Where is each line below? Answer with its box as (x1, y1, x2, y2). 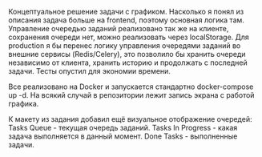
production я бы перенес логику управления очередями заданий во (8, 41, 241, 50)
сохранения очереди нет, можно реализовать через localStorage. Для (8, 32, 250, 42)
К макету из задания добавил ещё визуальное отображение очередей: (8, 115, 252, 123)
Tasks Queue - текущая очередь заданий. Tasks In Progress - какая (8, 123, 238, 132)
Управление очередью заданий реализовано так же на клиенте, (8, 24, 229, 33)
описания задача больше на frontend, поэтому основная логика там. (8, 15, 244, 25)
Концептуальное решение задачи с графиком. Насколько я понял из (8, 7, 244, 16)
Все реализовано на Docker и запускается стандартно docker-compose (8, 82, 254, 91)
